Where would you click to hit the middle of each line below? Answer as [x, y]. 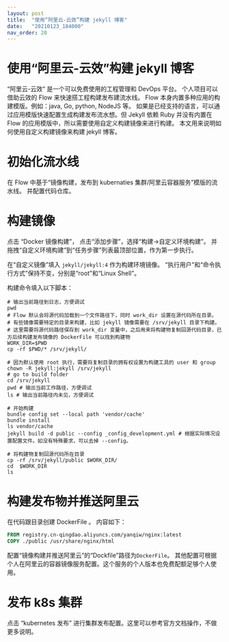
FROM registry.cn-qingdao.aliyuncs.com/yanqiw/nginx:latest [95, 535]
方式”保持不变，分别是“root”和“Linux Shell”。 [76, 273]
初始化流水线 [43, 162]
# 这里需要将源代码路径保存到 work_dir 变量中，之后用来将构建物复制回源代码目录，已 [114, 330]
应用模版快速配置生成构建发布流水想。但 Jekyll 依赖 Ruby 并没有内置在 [112, 115]
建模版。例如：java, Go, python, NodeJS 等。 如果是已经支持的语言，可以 [110, 106]
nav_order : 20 [27, 33]
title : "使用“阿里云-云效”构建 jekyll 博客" [67, 20]
